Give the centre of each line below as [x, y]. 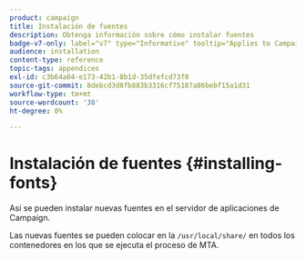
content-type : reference [56, 60]
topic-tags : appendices [55, 69]
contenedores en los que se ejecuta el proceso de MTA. [114, 245]
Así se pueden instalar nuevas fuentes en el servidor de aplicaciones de [144, 208]
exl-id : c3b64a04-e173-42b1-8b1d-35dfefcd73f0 [99, 77]
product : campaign [44, 18]
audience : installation [55, 52]
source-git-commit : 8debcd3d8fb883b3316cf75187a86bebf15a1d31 [130, 85]
